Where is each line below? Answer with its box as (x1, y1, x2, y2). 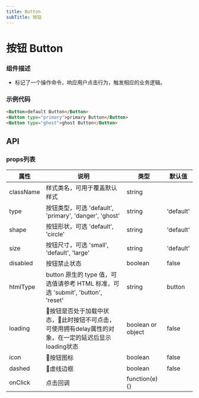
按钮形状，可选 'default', (46, 222, 114, 230)
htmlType (9, 282, 36, 291)
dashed (9, 364, 30, 372)
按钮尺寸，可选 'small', (46, 241, 109, 249)
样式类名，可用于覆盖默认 (46, 183, 117, 192)
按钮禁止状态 (46, 259, 82, 268)
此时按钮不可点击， (61, 316, 115, 324)
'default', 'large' (46, 249, 90, 257)
